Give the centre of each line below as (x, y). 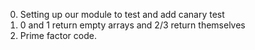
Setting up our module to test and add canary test (122, 14)
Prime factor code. (58, 35)
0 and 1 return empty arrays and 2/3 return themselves (132, 25)
